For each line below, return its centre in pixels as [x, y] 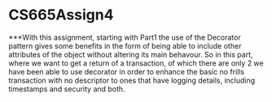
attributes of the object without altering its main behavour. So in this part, [131, 54]
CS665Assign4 [61, 15]
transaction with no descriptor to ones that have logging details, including [132, 80]
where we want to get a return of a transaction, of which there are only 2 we [136, 63]
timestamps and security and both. [67, 89]
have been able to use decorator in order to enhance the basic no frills [127, 71]
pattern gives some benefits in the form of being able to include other [125, 45]
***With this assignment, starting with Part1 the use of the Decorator [125, 37]
